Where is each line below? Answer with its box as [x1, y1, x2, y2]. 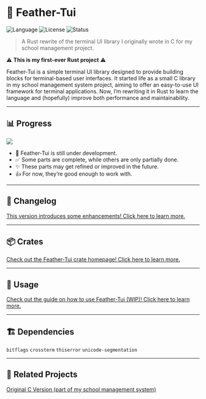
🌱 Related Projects [6, 370, 78, 380]
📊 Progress [6, 118, 52, 129]
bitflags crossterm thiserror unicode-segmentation [6, 347, 138, 353]
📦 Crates [6, 236, 44, 247]
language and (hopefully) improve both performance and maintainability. [6, 94, 189, 101]
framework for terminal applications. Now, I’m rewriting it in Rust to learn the [6, 87, 199, 95]
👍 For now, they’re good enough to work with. [15, 170, 132, 177]
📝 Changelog [6, 196, 57, 206]
